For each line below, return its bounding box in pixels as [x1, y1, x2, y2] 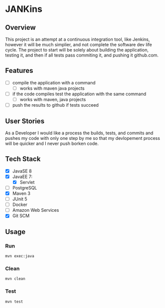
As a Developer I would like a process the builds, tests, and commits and [5, 130, 154, 136]
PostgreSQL [12, 185, 37, 190]
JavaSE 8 [12, 168, 32, 174]
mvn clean [5, 276, 26, 281]
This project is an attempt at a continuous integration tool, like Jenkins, [5, 36, 150, 42]
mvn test [5, 299, 23, 304]
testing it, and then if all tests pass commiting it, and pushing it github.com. [5, 52, 159, 58]
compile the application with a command [12, 79, 96, 85]
